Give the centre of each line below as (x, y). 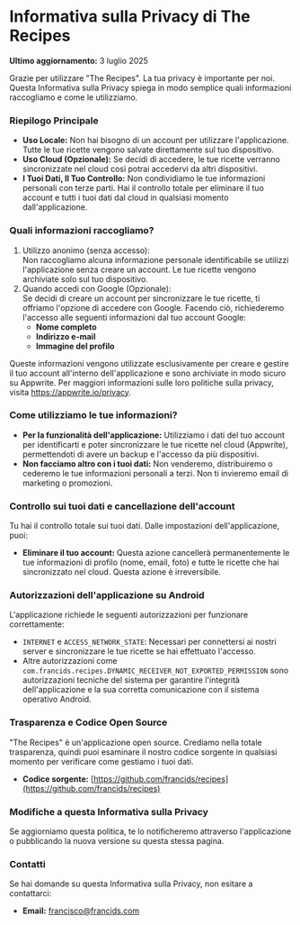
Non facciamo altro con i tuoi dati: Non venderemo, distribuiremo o (147, 463)
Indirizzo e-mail (66, 336)
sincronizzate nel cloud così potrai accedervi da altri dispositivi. (140, 169)
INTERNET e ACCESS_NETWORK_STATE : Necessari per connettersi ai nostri (149, 642)
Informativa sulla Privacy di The (130, 17)
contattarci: (31, 893)
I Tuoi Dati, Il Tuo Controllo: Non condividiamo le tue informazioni (144, 178)
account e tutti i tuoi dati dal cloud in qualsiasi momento (125, 198)
